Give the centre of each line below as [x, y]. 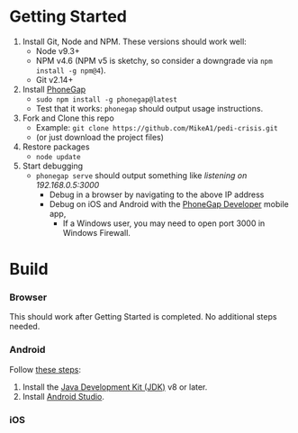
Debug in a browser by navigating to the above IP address [157, 194]
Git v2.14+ [54, 79]
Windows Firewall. [96, 232]
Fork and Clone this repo [68, 118]
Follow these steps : [45, 369]
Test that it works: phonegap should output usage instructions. [149, 108]
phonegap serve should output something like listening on [141, 175]
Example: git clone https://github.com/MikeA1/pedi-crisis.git [157, 127]
